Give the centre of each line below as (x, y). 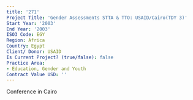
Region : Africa (26, 40)
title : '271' (23, 12)
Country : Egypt (26, 46)
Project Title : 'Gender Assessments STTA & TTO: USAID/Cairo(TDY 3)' (97, 18)
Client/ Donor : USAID (34, 52)
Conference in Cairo (32, 91)
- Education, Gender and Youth (46, 69)
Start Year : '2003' (31, 23)
